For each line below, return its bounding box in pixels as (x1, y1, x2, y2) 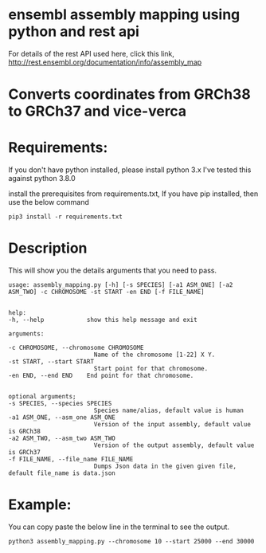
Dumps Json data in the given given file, (93, 462, 237, 470)
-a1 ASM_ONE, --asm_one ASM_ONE (8, 414, 115, 422)
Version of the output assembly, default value (93, 441, 255, 449)
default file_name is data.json (8, 469, 115, 477)
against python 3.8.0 (8, 174, 76, 183)
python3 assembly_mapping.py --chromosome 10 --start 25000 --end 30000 (8, 537, 255, 545)
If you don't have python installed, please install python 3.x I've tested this (8, 165, 252, 175)
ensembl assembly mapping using (8, 6, 241, 24)
